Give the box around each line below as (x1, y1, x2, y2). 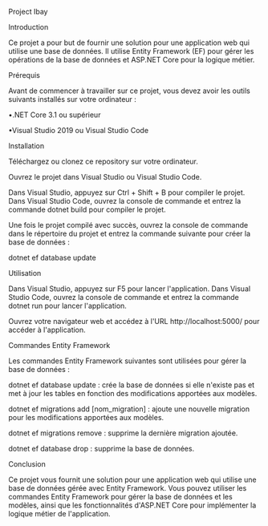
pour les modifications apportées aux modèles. (8, 413, 164, 422)
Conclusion (8, 459, 47, 468)
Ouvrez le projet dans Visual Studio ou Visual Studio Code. (8, 172, 202, 181)
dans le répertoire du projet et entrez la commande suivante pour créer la (8, 229, 251, 238)
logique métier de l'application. (8, 509, 111, 518)
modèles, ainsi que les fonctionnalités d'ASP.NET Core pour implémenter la (8, 500, 257, 510)
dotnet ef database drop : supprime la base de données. (8, 444, 195, 453)
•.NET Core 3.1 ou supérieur (8, 110, 101, 119)
